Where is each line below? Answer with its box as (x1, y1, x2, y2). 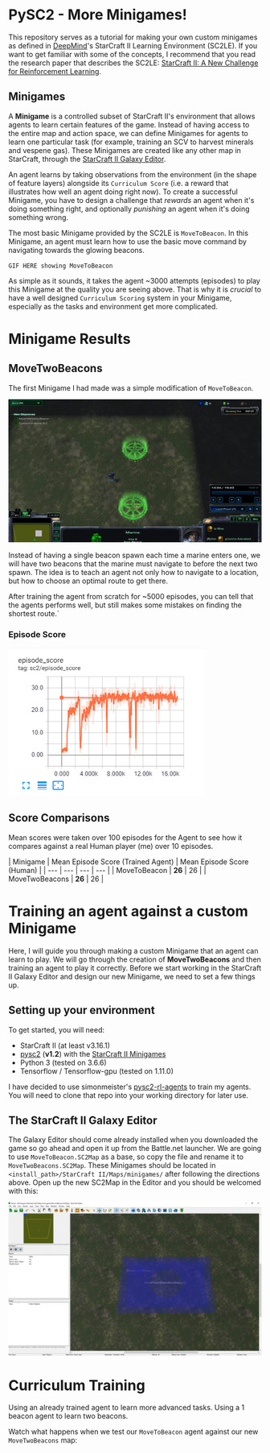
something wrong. (8, 212, 69, 222)
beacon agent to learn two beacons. (8, 1411, 129, 1421)
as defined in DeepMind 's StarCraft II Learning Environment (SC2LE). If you (8, 40, 258, 50)
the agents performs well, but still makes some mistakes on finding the (8, 600, 243, 610)
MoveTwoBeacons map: (8, 1435, 78, 1445)
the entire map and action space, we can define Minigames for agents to (8, 128, 249, 138)
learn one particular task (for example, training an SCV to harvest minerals (8, 137, 254, 147)
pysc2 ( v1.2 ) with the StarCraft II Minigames (19, 1049, 166, 1058)
